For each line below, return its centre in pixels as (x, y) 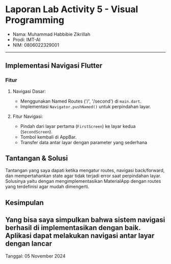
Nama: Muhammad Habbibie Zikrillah (51, 34)
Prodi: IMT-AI (26, 40)
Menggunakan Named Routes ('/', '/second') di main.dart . (81, 101)
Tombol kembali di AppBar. (48, 137)
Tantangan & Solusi (37, 158)
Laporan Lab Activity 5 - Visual (72, 9)
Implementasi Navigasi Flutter (54, 66)
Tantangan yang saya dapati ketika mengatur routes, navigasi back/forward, (85, 171)
